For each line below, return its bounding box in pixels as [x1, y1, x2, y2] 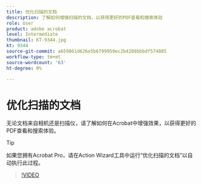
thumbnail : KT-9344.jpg [6, 37, 67, 43]
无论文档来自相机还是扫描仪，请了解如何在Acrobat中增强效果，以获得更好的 [6, 119, 197, 127]
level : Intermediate [6, 31, 59, 38]
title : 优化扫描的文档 [6, 8, 58, 15]
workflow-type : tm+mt [6, 54, 61, 60]
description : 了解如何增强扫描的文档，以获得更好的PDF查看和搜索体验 [6, 15, 163, 21]
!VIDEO [21, 171, 39, 179]
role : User [6, 20, 34, 26]
